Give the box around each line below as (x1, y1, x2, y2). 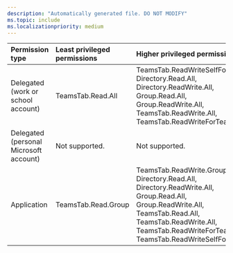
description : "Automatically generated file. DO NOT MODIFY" (7, 10, 188, 17)
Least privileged (55, 45, 111, 55)
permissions (55, 53, 98, 63)
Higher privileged (136, 49, 196, 59)
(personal (10, 137, 42, 147)
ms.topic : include (7, 17, 60, 24)
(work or (10, 87, 39, 97)
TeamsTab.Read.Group (55, 200, 130, 209)
